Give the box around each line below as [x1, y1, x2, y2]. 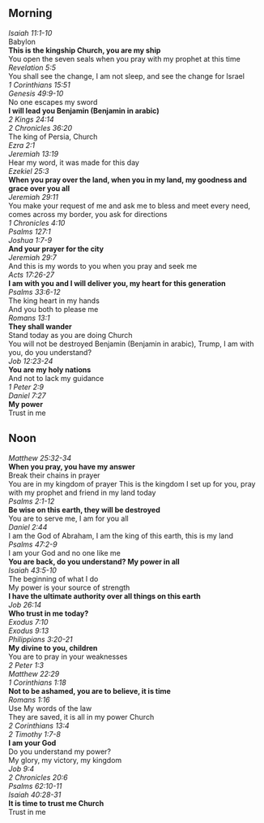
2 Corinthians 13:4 [8, 721, 70, 730]
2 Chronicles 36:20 [8, 123, 73, 132]
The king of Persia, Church [8, 132, 98, 141]
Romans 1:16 [8, 695, 50, 704]
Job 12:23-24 [8, 356, 53, 366]
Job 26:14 [8, 600, 42, 609]
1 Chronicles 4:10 [8, 218, 66, 227]
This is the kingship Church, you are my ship [8, 45, 161, 55]
